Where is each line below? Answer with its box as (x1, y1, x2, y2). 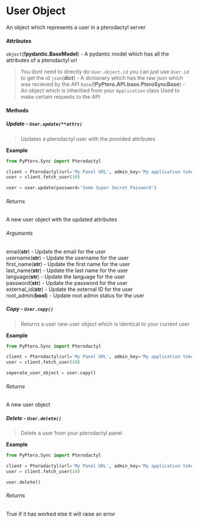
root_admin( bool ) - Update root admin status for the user (6, 291, 144, 299)
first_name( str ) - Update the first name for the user (6, 260, 131, 267)
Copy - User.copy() (6, 306, 54, 313)
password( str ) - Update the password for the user (6, 279, 128, 286)
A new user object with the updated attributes (6, 216, 117, 223)
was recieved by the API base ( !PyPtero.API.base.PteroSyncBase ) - (20, 81, 186, 88)
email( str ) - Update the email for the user (6, 248, 106, 255)
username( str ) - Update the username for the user (6, 254, 129, 261)
